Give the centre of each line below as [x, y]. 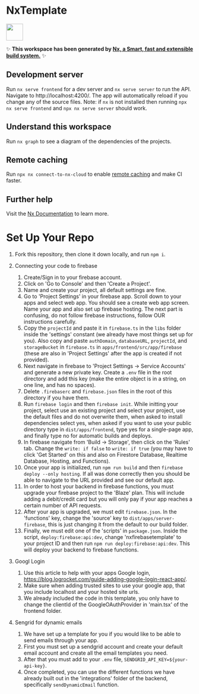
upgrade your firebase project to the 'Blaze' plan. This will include [104, 493]
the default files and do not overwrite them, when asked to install [103, 417]
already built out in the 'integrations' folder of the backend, [96, 678]
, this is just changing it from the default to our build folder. [117, 525]
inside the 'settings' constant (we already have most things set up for [108, 334]
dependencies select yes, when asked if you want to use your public [108, 423]
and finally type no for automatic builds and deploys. [88, 436]
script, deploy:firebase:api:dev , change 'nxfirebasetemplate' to [102, 537]
